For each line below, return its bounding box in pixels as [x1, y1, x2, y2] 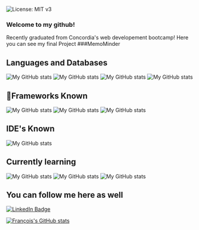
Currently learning [6, 157, 76, 167]
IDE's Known [6, 124, 55, 134]
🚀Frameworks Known [6, 91, 88, 101]
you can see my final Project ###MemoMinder [6, 41, 121, 48]
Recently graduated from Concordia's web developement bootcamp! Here [6, 34, 189, 41]
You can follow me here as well [6, 189, 124, 200]
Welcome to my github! [6, 20, 75, 29]
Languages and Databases [6, 57, 108, 68]
